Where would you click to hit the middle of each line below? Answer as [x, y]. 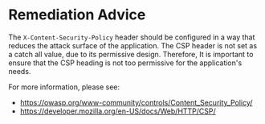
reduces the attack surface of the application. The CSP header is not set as [133, 45]
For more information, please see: [64, 87]
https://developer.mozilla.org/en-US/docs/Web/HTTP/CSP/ [118, 111]
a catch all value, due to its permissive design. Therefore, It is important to [131, 54]
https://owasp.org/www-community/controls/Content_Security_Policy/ [136, 102]
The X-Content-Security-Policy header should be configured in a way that [132, 37]
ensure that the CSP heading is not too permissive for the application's [125, 63]
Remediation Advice [77, 15]
